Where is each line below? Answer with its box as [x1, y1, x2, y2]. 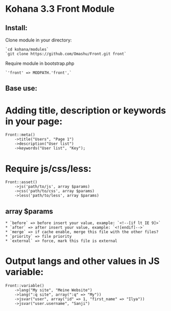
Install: [5, 24, 28, 32]
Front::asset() [5, 180, 38, 185]
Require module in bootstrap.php [5, 60, 75, 66]
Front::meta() [5, 132, 36, 138]
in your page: [5, 116, 63, 127]
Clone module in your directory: [5, 37, 72, 43]
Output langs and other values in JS [5, 255, 160, 267]
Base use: [5, 84, 37, 93]
